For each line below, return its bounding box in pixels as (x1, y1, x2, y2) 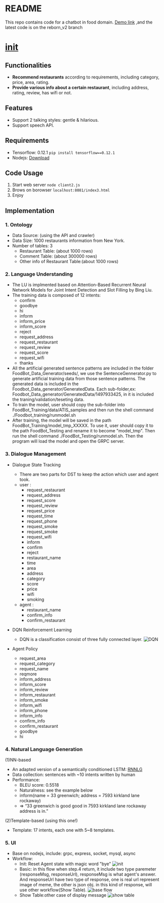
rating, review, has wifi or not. (12, 89, 72, 96)
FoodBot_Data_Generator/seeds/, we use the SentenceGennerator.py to (12, 371, 157, 376)
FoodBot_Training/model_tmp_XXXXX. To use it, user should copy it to (12, 423, 154, 428)
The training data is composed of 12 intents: (12, 292, 101, 298)
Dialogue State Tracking (12, 462, 61, 468)
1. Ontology (5, 221, 33, 228)
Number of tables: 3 (12, 243, 53, 249)
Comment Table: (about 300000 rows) (19, 253, 97, 259)
